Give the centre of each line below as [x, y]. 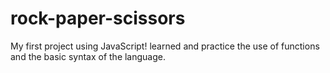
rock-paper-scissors [98, 18]
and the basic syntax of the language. [88, 56]
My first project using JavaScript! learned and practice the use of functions [165, 46]
